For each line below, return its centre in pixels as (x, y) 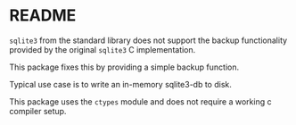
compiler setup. (38, 111)
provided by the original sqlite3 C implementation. (103, 49)
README (43, 16)
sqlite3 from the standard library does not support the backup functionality (148, 40)
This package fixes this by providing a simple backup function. (124, 67)
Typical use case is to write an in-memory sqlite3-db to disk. (120, 84)
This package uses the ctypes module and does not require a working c (140, 101)
